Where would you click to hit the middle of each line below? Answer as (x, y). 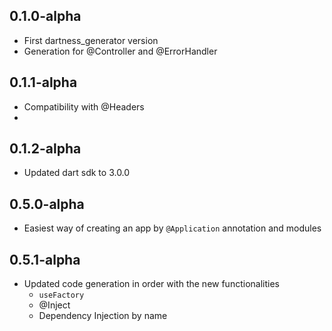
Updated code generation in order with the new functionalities (151, 284)
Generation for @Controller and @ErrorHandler (120, 51)
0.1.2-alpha (45, 149)
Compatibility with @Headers (84, 106)
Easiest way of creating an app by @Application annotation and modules (172, 228)
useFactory (61, 295)
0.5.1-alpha (45, 259)
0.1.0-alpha (45, 16)
